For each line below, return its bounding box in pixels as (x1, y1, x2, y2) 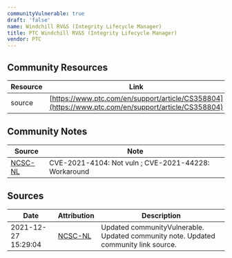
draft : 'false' (7, 17, 51, 24)
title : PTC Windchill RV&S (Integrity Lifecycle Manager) (7, 29, 177, 37)
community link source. (101, 239, 177, 249)
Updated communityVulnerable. (101, 222, 205, 232)
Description (141, 210, 182, 220)
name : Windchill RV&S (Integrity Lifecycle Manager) (7, 23, 162, 30)
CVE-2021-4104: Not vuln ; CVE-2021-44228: (49, 158, 210, 167)
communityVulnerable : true (7, 10, 85, 17)
